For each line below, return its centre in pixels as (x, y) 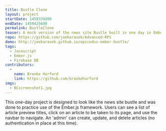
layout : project (22, 14)
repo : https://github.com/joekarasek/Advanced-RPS (58, 38)
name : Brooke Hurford (36, 74)
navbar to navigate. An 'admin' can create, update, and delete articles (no (80, 118)
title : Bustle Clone (26, 10)
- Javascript (23, 51)
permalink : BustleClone (30, 28)
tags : (11, 46)
